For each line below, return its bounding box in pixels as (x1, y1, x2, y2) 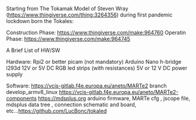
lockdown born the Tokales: (6, 18, 74, 24)
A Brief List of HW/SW (6, 47, 60, 54)
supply (6, 71, 23, 77)
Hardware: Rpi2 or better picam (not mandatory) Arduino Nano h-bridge (6, 59, 182, 65)
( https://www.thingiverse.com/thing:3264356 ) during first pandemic (6, 11, 173, 18)
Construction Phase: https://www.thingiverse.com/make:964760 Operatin (6, 29, 187, 36)
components (6, 95, 37, 102)
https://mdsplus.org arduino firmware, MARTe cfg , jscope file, (38, 95, 191, 102)
